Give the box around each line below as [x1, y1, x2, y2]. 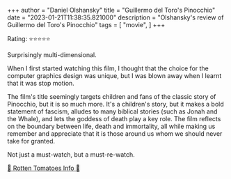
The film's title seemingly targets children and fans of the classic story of [7, 93, 216, 100]
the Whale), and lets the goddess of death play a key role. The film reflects [7, 115, 221, 123]
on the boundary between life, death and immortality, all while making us [7, 122, 216, 130]
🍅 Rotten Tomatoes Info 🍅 [7, 164, 80, 172]
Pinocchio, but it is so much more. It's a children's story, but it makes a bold [7, 100, 224, 108]
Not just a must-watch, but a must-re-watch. [7, 150, 136, 159]
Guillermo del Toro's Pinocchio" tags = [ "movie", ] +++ [7, 21, 166, 29]
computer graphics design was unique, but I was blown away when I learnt [7, 72, 222, 79]
